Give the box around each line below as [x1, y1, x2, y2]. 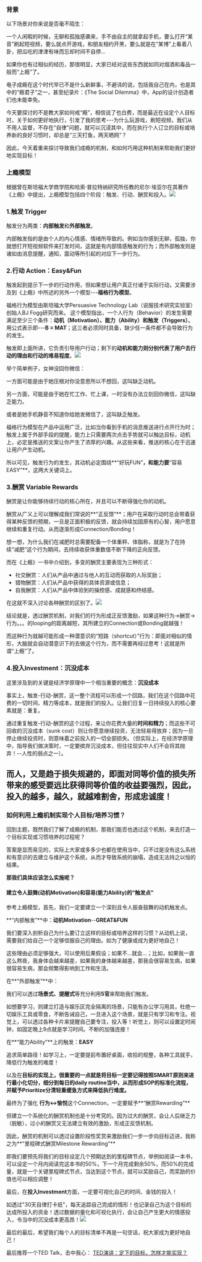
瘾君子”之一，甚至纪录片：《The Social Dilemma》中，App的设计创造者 [19, 89, 194, 96]
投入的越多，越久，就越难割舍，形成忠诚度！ [6, 792, 173, 802]
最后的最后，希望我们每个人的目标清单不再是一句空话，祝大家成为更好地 [6, 1228, 185, 1236]
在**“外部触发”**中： [6, 977, 59, 984]
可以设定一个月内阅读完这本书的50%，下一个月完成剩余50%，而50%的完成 [6, 1160, 194, 1167]
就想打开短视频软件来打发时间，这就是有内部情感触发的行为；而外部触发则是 [6, 242, 196, 249]
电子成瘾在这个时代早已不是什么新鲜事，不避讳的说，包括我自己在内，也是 [6, 81, 191, 89]
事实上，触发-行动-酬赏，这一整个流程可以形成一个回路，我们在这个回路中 [6, 691, 191, 699]
